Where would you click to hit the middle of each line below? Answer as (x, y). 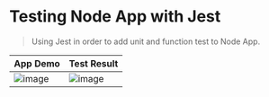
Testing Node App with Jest (115, 17)
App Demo (37, 63)
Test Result (94, 63)
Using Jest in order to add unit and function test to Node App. (146, 41)
